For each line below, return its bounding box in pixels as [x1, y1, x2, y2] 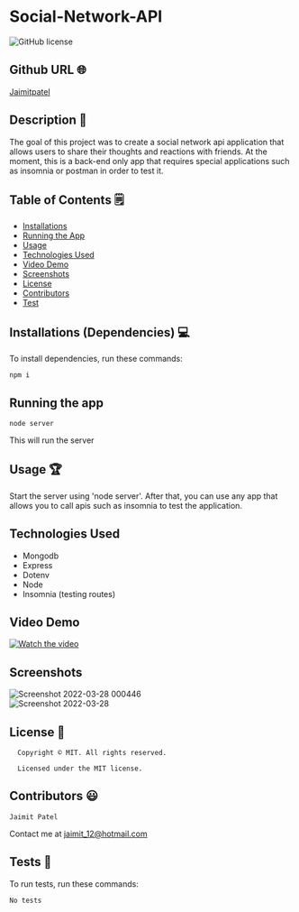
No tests [9, 896, 42, 905]
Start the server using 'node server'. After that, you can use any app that [9, 490, 278, 502]
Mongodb [22, 550, 59, 561]
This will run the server [9, 435, 95, 446]
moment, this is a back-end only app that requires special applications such [9, 155, 290, 166]
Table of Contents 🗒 [9, 192, 124, 207]
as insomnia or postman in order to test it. [9, 165, 164, 176]
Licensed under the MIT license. [17, 764, 143, 773]
